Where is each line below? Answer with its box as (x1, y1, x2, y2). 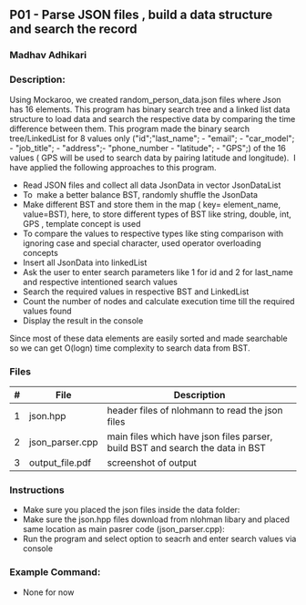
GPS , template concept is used (22, 218, 141, 229)
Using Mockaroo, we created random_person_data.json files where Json (9, 94, 281, 105)
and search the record (9, 22, 138, 37)
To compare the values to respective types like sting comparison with (22, 228, 284, 239)
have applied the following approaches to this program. (9, 161, 217, 172)
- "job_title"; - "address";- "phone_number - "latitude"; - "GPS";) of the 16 (9, 142, 287, 153)
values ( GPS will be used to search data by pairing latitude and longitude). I (9, 152, 296, 163)
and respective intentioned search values (22, 276, 178, 287)
